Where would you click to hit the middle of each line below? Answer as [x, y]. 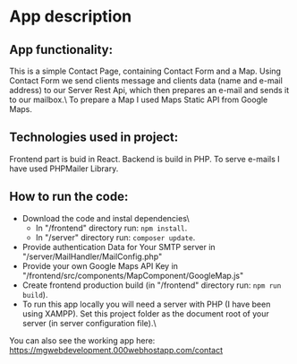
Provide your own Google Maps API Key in [100, 265]
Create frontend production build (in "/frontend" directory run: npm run [152, 285]
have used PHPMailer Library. [64, 169]
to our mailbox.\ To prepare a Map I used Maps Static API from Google [139, 100]
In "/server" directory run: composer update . [115, 237]
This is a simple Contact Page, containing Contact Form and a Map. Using [145, 71]
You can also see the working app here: [82, 340]
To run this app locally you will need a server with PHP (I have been [146, 304]
